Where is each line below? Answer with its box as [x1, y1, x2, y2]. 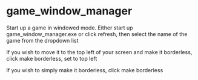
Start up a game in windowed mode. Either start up [6, 24, 133, 31]
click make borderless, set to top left [6, 55, 97, 62]
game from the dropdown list [6, 37, 79, 44]
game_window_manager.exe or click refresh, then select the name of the [6, 30, 188, 37]
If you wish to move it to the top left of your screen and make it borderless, [6, 48, 193, 55]
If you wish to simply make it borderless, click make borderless [6, 66, 163, 73]
